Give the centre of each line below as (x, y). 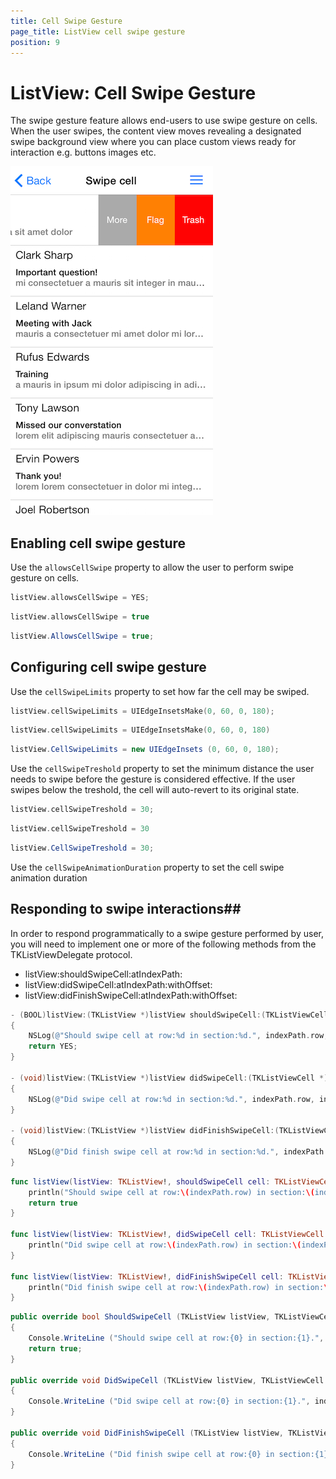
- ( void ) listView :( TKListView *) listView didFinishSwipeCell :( (145, 1131)
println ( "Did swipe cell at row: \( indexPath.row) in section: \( (165, 1245)
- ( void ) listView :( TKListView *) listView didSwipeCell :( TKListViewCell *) (169, 1078)
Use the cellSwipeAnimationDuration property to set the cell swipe (147, 867)
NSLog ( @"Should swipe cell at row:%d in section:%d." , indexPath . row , (178, 1036)
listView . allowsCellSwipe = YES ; (80, 598)
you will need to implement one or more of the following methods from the (163, 944)
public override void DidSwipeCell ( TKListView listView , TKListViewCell (167, 1380)
